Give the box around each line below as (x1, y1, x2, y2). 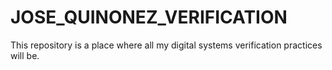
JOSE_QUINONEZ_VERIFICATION (10, 6, 288, 29)
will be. (10, 49, 40, 61)
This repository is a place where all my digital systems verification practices (10, 39, 323, 51)
